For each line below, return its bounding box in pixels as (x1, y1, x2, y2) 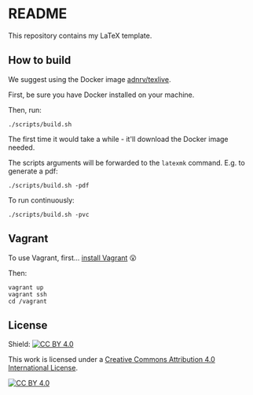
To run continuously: (8, 195, 75, 205)
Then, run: (8, 105, 42, 114)
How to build (8, 54, 71, 67)
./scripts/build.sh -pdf (8, 181, 90, 189)
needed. (8, 143, 35, 152)
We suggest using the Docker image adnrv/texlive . (8, 74, 171, 84)
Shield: (8, 340, 31, 349)
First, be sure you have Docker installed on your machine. (8, 90, 195, 99)
